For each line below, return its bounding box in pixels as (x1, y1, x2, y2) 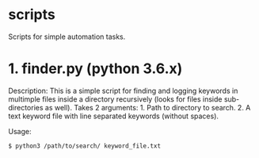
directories (8, 102, 44, 112)
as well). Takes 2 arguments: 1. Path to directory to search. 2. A (44, 102, 251, 112)
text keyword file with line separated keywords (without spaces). (8, 111, 219, 121)
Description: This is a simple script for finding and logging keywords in (8, 86, 238, 95)
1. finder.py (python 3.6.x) (8, 60, 183, 78)
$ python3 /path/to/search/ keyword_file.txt (8, 141, 161, 150)
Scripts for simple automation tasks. (8, 32, 126, 41)
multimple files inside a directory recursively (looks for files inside (8, 94, 223, 104)
